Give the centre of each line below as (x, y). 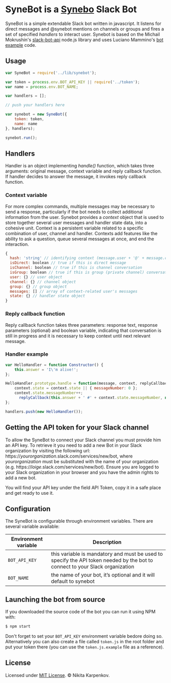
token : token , (29, 119)
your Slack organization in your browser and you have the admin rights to (82, 472)
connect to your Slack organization (93, 567)
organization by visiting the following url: (48, 450)
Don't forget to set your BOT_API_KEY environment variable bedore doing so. (84, 636)
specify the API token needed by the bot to (102, 560)
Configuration (28, 509)
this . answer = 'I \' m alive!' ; (47, 369)
